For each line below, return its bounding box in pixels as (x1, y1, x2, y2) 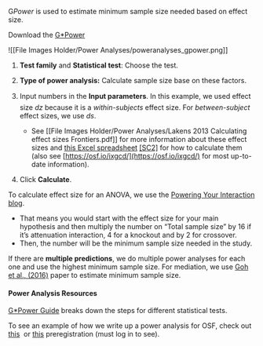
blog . (8, 198, 25, 207)
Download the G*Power (8, 31, 86, 39)
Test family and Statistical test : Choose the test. (19, 60, 179, 70)
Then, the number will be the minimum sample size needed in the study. (19, 239, 253, 248)
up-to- (230, 151, 253, 160)
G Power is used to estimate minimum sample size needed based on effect (8, 7, 248, 16)
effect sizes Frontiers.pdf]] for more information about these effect (31, 135, 247, 144)
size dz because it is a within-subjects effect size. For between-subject (19, 103, 250, 112)
